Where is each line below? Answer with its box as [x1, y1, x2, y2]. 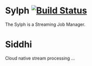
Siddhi [5, 39, 32, 50]
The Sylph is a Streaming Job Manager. [5, 21, 86, 27]
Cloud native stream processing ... [5, 55, 75, 61]
